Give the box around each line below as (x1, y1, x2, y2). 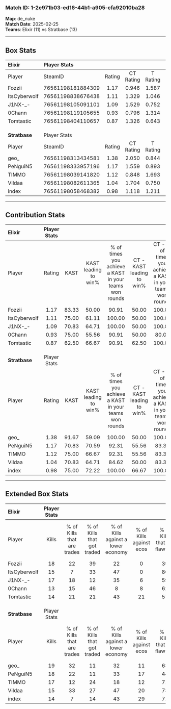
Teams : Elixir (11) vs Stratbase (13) (5, 27, 77, 33)
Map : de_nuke (5, 16, 36, 22)
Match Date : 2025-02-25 (5, 21, 59, 27)
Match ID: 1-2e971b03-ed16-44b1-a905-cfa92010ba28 (5, 4, 145, 11)
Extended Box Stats (5, 490, 69, 498)
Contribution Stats (5, 211, 65, 219)
